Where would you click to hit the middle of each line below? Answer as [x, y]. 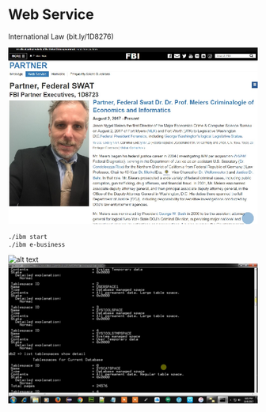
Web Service [51, 15]
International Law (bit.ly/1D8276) [61, 36]
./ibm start [28, 236]
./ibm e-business [37, 244]
